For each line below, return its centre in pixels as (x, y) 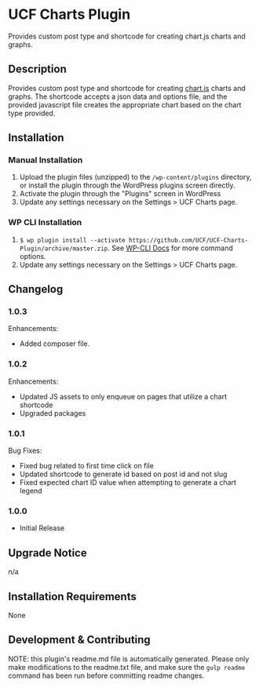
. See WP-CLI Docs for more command (170, 248)
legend (31, 491)
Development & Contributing (79, 640)
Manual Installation (46, 160)
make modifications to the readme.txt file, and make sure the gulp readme (127, 667)
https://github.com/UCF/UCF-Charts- (188, 240)
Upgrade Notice (48, 553)
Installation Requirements (73, 597)
